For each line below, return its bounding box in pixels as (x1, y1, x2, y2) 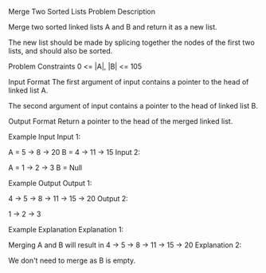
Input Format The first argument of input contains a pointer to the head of (8, 77, 249, 86)
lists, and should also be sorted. (8, 46, 113, 55)
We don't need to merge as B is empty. (8, 255, 136, 265)
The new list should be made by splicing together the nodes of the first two (8, 38, 255, 47)
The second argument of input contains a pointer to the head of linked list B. (8, 101, 259, 110)
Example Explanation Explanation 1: (8, 225, 124, 234)
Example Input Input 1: (8, 132, 81, 141)
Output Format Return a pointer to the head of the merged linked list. (8, 117, 233, 126)
